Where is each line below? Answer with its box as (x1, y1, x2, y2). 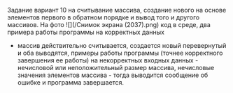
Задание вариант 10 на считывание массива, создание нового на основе (7, 6, 227, 14)
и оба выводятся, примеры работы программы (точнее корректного (17, 49, 223, 57)
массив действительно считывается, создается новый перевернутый (17, 42, 227, 49)
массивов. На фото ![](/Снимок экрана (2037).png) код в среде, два (7, 21, 211, 28)
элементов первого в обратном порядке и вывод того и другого (7, 13, 200, 22)
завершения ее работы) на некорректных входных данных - (17, 56, 199, 65)
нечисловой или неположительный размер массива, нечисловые (17, 64, 215, 71)
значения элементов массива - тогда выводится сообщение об (17, 71, 209, 79)
